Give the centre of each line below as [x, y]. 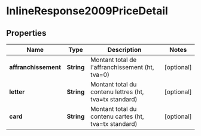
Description [124, 50]
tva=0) [100, 75]
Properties [26, 33]
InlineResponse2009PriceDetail [87, 11]
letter [17, 92]
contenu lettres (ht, [117, 92]
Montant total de [114, 60]
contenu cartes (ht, [118, 116]
